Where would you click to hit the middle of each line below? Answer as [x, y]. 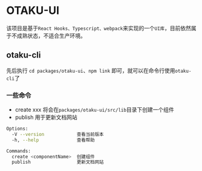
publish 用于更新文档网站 [46, 117]
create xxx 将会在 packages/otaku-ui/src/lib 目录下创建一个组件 [94, 110]
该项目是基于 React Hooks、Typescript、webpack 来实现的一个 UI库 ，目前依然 [99, 28]
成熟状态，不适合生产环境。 [51, 35]
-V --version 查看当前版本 [58, 134]
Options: [17, 129]
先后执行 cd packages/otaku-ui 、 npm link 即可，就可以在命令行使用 [91, 70]
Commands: [19, 151]
